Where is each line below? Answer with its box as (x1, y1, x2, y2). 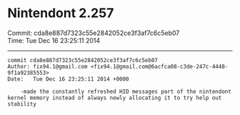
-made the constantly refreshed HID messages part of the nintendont (20, 88, 232, 95)
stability (7, 100, 37, 108)
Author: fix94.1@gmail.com (7, 63, 88, 70)
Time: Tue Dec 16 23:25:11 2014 (7, 36, 101, 44)
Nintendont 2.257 (7, 5, 114, 21)
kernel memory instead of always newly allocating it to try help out (7, 94, 222, 101)
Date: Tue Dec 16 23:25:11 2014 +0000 (7, 75, 130, 83)
